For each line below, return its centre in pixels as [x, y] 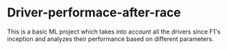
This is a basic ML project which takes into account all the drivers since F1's [114, 32]
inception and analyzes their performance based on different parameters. [110, 38]
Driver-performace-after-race [94, 13]
